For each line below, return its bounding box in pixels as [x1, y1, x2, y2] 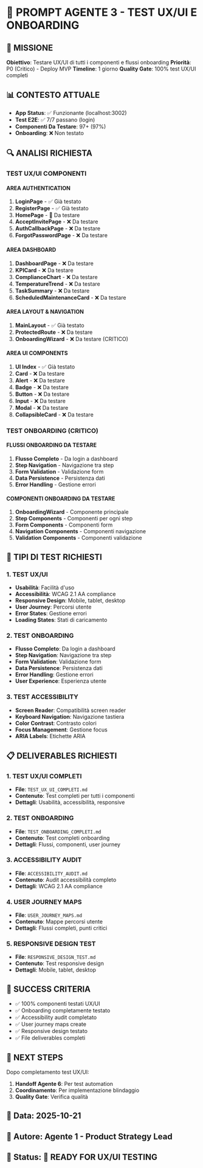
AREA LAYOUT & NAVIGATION [6, 308, 84, 316]
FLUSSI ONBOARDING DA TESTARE [6, 441, 97, 449]
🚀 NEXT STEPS [6, 1052, 63, 1063]
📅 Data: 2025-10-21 [6, 1111, 81, 1121]
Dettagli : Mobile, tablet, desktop [15, 966, 96, 973]
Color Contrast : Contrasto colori [15, 719, 97, 727]
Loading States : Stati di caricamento [15, 616, 108, 623]
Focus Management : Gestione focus [15, 726, 108, 733]
